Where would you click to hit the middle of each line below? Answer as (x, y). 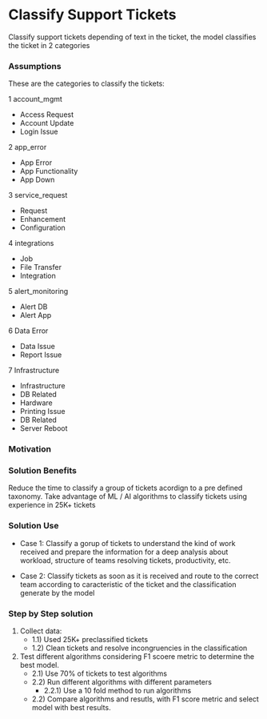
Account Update (47, 123)
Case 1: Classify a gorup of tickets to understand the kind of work (128, 543)
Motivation (30, 449)
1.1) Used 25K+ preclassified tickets (90, 640)
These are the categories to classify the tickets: (87, 84)
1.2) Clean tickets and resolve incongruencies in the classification (139, 648)
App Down (37, 180)
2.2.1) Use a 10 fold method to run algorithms (118, 691)
